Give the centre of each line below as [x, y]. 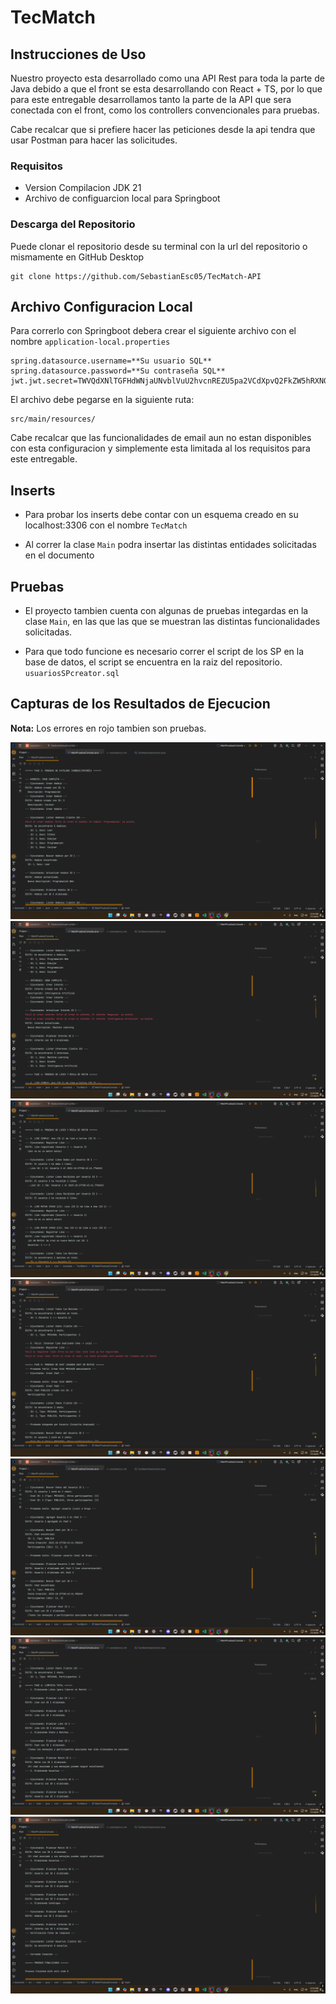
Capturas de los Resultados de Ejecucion [140, 704]
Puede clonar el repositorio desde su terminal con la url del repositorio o [159, 246]
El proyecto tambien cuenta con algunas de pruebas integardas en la [166, 611]
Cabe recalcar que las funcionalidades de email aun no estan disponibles [161, 438]
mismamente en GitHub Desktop [77, 257]
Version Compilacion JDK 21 [83, 188]
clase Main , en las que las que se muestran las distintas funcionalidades [172, 622]
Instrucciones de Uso [78, 54]
